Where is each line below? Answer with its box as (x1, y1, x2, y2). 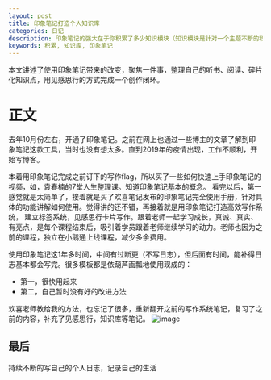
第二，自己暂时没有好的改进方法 (19, 287, 127, 297)
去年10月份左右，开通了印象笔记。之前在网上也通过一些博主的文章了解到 (8, 135, 249, 144)
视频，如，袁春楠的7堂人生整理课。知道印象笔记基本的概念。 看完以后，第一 (8, 182, 262, 192)
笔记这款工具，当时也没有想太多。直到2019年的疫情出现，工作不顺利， (15, 144, 251, 154)
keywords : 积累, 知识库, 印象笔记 (8, 42, 114, 50)
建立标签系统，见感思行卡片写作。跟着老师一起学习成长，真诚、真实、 (23, 212, 258, 222)
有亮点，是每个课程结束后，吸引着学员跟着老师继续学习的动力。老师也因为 (8, 223, 256, 232)
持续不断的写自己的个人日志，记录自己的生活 (8, 362, 157, 372)
